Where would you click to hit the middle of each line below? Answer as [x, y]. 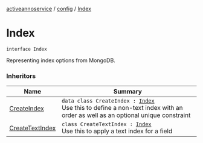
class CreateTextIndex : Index [106, 124]
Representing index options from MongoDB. [61, 60]
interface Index [27, 49]
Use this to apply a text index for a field [117, 131]
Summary [127, 92]
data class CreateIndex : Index [108, 101]
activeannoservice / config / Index [49, 9]
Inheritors [21, 76]
